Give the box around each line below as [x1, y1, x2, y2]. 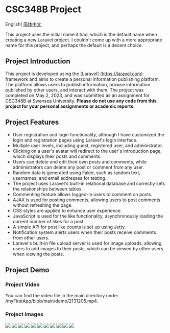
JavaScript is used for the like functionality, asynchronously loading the [12, 213, 163, 219]
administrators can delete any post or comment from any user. [12, 164, 144, 170]
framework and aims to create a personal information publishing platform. [5, 76, 160, 82]
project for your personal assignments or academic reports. [5, 103, 135, 109]
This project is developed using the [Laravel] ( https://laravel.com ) [5, 70, 143, 77]
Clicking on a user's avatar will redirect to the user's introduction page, [12, 148, 162, 154]
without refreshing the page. [12, 202, 73, 208]
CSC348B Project [5, 4, 82, 15]
